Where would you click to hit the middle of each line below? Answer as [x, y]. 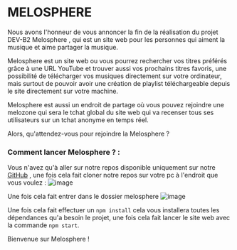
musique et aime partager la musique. [63, 47]
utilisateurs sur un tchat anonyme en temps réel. [78, 120]
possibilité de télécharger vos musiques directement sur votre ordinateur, [115, 76]
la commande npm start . [43, 225]
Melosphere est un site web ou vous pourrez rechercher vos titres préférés [117, 60]
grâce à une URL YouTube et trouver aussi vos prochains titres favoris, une [117, 68]
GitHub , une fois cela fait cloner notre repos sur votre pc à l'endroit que [113, 175]
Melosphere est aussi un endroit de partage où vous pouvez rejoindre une [116, 104]
